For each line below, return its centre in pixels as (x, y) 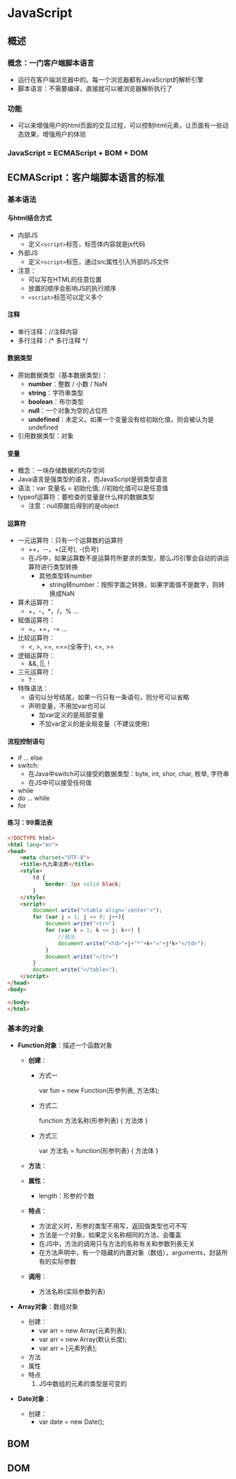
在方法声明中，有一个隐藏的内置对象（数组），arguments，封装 (130, 1252)
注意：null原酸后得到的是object (73, 506)
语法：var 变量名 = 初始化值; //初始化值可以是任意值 (93, 488)
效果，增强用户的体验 (55, 134)
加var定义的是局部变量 (71, 715)
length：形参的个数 (66, 1196)
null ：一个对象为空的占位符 (68, 411)
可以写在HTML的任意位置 (65, 279)
